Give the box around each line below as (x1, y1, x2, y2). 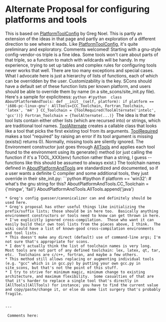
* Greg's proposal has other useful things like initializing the (5, 204, 145, 209)
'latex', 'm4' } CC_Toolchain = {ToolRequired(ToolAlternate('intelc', (5, 108, 156, 113)
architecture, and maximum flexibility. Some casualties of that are (5, 274, 154, 279)
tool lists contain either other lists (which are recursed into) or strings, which (5, 117, 161, 123)
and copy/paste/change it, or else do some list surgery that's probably (5, 287, 161, 292)
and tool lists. (5, 230, 39, 236)
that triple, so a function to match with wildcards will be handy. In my (5, 57, 145, 63)
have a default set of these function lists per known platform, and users (5, 83, 151, 89)
